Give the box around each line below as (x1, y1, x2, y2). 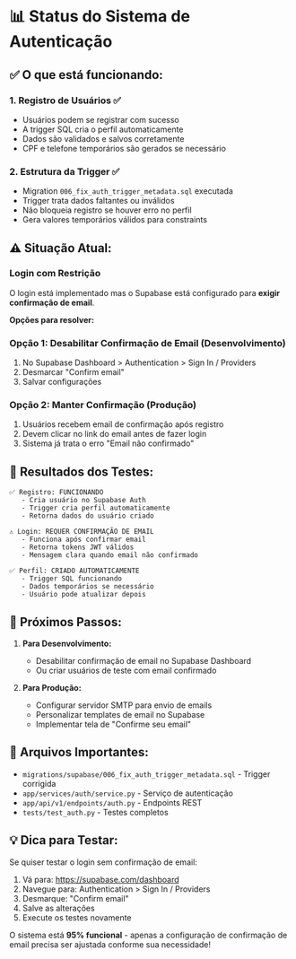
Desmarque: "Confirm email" (22, 893, 129, 903)
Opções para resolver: (9, 314, 94, 325)
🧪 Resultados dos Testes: (9, 464, 154, 479)
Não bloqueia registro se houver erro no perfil (22, 205, 192, 215)
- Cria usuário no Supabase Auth (21, 496, 146, 505)
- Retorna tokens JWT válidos (21, 543, 135, 552)
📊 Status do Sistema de (9, 6, 191, 27)
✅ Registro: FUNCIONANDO (9, 488, 104, 497)
